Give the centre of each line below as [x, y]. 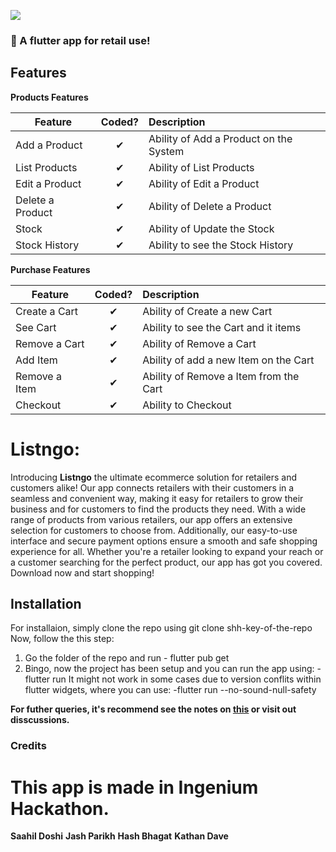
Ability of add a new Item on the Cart [228, 360]
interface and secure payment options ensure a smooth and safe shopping [164, 541]
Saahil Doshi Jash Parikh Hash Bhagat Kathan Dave [119, 836]
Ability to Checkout [187, 405]
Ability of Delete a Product [210, 206]
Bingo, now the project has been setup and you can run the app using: [169, 669]
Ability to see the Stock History [221, 245]
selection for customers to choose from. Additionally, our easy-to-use [154, 530]
